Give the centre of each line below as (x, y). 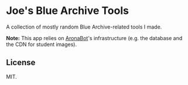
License (21, 63)
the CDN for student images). (42, 44)
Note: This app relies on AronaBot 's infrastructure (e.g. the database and (94, 38)
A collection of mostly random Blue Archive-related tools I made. (84, 27)
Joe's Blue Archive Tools (67, 11)
